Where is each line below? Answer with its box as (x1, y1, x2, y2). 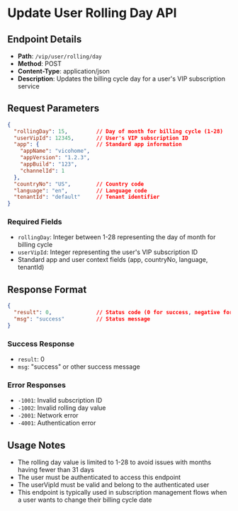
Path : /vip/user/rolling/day (17, 52, 103, 60)
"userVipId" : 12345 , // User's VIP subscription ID (13, 134, 189, 142)
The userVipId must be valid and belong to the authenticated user (17, 481, 210, 489)
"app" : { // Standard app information (13, 141, 182, 148)
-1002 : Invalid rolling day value (17, 403, 106, 412)
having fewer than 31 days (17, 466, 94, 474)
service (17, 82, 40, 90)
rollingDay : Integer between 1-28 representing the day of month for (17, 233, 216, 241)
